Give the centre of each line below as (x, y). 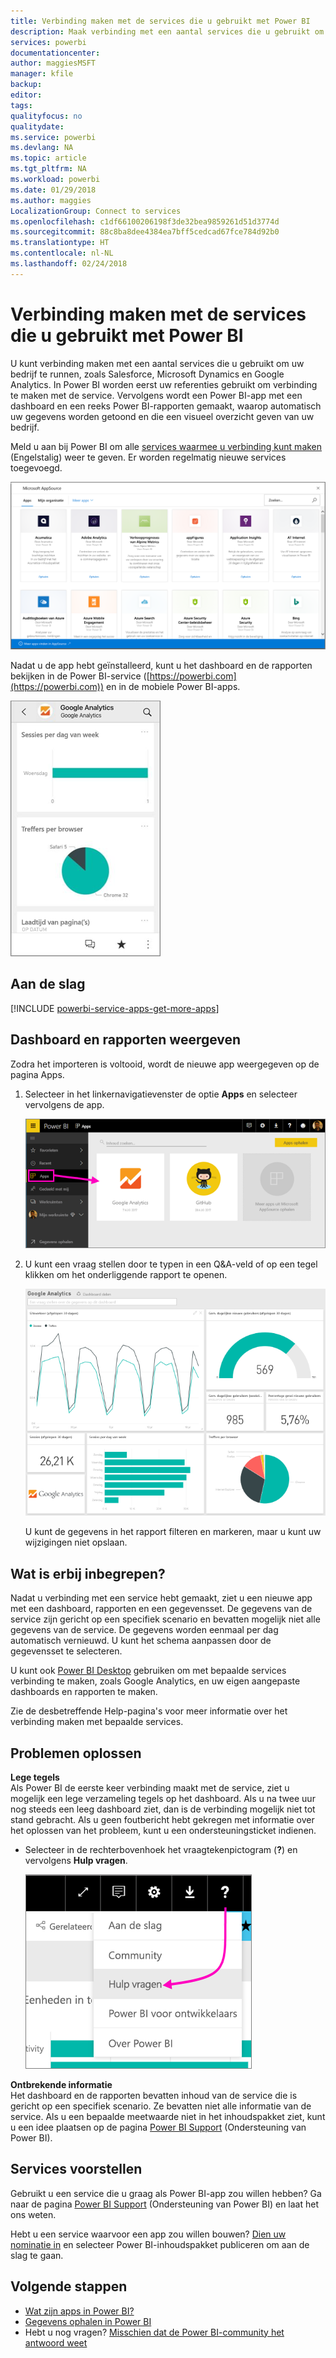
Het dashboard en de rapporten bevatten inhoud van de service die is (154, 2096)
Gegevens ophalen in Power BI (88, 2321)
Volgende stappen (69, 2286)
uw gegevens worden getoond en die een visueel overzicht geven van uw (162, 416)
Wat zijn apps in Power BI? (79, 2311)
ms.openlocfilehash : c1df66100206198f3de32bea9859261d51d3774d (145, 221)
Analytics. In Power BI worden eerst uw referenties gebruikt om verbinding (164, 384)
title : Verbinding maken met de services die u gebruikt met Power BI (160, 21)
